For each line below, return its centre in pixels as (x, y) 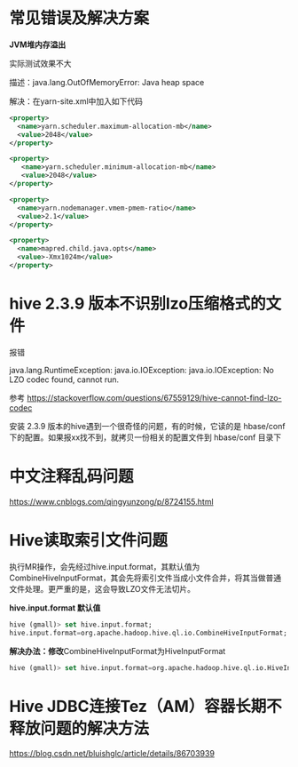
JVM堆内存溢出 (38, 44)
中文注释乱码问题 (72, 477)
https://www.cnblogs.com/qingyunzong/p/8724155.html (112, 501)
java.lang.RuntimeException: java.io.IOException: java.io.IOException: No (142, 370)
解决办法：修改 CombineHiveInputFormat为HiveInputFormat (118, 651)
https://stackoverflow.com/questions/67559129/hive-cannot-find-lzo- (154, 397)
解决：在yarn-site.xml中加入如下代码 (76, 101)
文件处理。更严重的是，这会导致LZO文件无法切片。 (102, 588)
